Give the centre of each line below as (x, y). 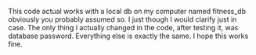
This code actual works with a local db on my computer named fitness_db (127, 11)
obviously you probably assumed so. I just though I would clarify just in (123, 19)
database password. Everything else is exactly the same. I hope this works (128, 36)
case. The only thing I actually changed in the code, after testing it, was (123, 27)
